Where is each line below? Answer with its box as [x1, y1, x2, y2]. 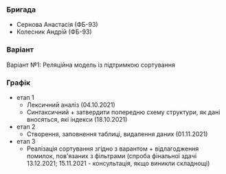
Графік [6, 78, 31, 87]
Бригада [6, 5, 36, 14]
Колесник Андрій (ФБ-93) [16, 28, 92, 36]
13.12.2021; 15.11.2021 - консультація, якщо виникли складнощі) [26, 159, 210, 167]
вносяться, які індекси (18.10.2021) [26, 115, 128, 123]
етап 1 [16, 93, 35, 101]
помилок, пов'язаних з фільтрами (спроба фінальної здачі [26, 151, 197, 160]
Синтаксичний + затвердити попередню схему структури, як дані [26, 108, 221, 116]
